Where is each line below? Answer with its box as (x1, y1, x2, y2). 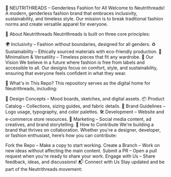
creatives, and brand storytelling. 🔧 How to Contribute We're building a (5, 121, 154, 128)
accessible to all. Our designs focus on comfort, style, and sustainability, (5, 65, 158, 71)
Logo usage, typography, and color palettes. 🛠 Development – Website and (5, 109, 164, 115)
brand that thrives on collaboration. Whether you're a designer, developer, (5, 127, 161, 133)
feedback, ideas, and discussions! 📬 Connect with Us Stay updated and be (5, 159, 165, 165)
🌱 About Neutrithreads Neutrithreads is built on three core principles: (5, 31, 151, 37)
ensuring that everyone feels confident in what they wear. (5, 70, 127, 76)
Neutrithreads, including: (5, 86, 58, 91)
